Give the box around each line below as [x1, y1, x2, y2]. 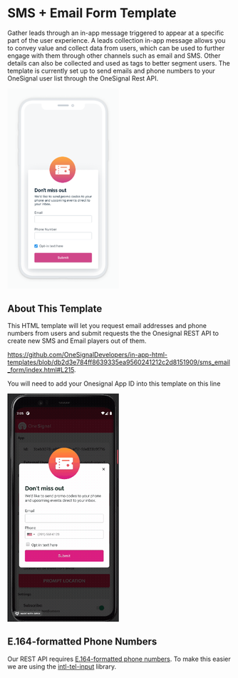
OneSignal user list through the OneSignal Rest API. [7, 73, 159, 83]
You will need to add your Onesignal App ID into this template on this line [7, 379, 221, 388]
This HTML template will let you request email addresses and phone [7, 322, 207, 330]
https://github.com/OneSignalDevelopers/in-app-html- [7, 351, 168, 359]
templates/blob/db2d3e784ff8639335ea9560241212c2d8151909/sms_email [7, 358, 230, 366]
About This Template [7, 302, 103, 314]
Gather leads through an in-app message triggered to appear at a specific [7, 29, 224, 37]
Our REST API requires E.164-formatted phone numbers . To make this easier [7, 654, 231, 663]
